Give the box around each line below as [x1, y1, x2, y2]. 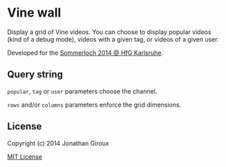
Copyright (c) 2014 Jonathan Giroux [7, 139, 109, 147]
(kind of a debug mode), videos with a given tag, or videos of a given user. [7, 35, 219, 43]
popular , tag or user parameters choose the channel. [7, 87, 158, 95]
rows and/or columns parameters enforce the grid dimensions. [7, 100, 182, 109]
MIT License [7, 152, 43, 161]
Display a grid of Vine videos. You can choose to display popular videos [7, 28, 212, 36]
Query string [7, 69, 64, 80]
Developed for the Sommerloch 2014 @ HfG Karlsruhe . [7, 49, 164, 57]
